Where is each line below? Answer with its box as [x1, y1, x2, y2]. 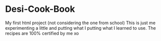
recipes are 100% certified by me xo [5, 30, 79, 36]
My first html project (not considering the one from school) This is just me [5, 20, 156, 26]
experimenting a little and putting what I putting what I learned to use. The [5, 25, 156, 31]
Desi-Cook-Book [5, 3, 75, 15]
